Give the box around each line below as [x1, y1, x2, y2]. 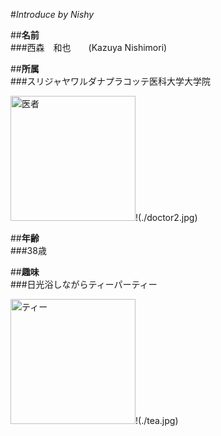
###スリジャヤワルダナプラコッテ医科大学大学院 [10, 75, 211, 87]
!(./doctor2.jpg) [135, 212, 198, 223]
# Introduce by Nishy [10, 9, 95, 20]
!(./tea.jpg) [135, 415, 179, 426]
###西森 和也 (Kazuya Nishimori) [10, 42, 168, 53]
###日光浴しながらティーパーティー [10, 279, 158, 290]
